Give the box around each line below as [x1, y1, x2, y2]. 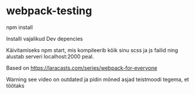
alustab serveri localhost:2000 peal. [6, 53, 94, 60]
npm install [6, 24, 33, 31]
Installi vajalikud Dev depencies [6, 35, 83, 42]
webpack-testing [6, 4, 92, 18]
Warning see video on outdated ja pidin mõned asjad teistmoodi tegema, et [6, 76, 190, 83]
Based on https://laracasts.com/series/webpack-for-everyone [6, 64, 158, 72]
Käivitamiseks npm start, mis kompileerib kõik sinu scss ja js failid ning [6, 46, 178, 54]
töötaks [6, 82, 25, 89]
